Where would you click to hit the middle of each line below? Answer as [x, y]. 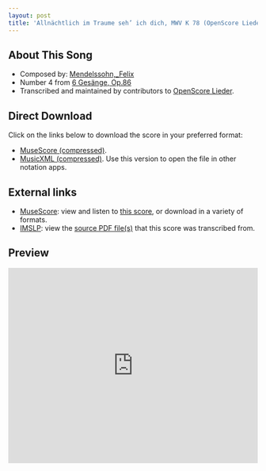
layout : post [30, 15]
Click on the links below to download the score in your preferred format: [125, 135]
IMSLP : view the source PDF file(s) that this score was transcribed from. [137, 228]
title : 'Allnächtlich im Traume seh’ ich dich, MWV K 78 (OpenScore [123, 23]
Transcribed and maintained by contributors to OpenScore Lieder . [127, 91]
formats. [33, 220]
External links [43, 192]
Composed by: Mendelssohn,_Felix [77, 74]
